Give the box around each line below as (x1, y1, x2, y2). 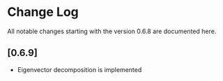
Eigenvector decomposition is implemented (17, 65, 142, 73)
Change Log (7, 4, 79, 20)
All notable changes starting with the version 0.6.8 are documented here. (7, 27, 217, 35)
